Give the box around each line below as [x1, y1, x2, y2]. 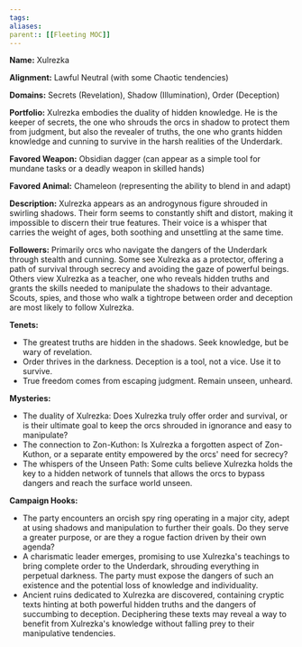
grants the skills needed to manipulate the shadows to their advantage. [9, 283, 273, 294]
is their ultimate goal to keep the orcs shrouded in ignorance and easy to [22, 420, 292, 431]
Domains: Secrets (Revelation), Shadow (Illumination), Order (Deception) [9, 89, 280, 100]
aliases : [9, 22, 42, 31]
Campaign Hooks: [9, 495, 78, 506]
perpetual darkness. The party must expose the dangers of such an [22, 570, 274, 581]
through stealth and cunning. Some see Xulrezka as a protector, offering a [9, 254, 284, 265]
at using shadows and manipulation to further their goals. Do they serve [22, 522, 289, 533]
